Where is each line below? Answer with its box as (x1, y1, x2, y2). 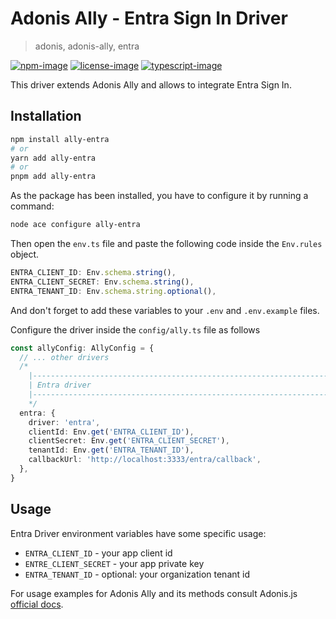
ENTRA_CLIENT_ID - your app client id (24, 547, 173, 559)
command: (10, 200, 55, 212)
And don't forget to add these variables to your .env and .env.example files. (10, 304, 320, 316)
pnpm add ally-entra (10, 172, 97, 182)
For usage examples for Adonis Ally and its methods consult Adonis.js (10, 587, 298, 599)
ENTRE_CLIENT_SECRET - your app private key (24, 557, 205, 569)
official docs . (10, 598, 64, 610)
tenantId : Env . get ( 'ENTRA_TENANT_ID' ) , (28, 445, 195, 456)
